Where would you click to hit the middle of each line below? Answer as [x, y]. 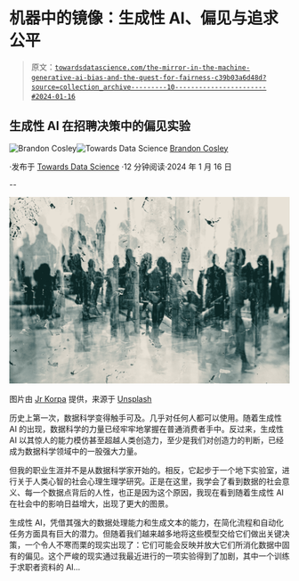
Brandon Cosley [199, 148]
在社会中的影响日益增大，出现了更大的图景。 [91, 503]
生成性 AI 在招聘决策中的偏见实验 [100, 126]
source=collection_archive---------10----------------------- [149, 87]
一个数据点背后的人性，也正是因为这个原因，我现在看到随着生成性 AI [158, 493]
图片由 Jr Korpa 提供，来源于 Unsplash [81, 399]
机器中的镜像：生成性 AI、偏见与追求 [144, 18]
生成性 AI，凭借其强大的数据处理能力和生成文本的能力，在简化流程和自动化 [147, 523]
